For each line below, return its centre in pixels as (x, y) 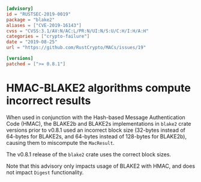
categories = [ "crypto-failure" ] (48, 37)
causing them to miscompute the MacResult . (61, 142)
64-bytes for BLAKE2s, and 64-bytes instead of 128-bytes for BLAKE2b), (97, 136)
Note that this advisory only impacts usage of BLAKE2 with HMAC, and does (101, 166)
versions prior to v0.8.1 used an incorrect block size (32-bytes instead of (96, 130)
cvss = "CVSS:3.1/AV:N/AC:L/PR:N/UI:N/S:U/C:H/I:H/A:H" (77, 31)
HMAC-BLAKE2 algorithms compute (98, 88)
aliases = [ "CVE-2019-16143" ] (44, 25)
